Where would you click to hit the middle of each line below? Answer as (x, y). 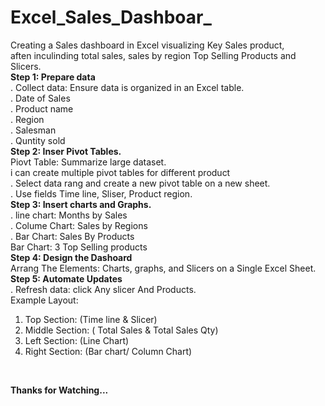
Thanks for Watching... (59, 390)
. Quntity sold (38, 140)
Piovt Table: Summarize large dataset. (88, 162)
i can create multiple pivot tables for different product (120, 172)
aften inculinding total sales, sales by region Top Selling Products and (153, 55)
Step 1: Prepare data (53, 77)
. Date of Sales (40, 98)
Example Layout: (44, 300)
